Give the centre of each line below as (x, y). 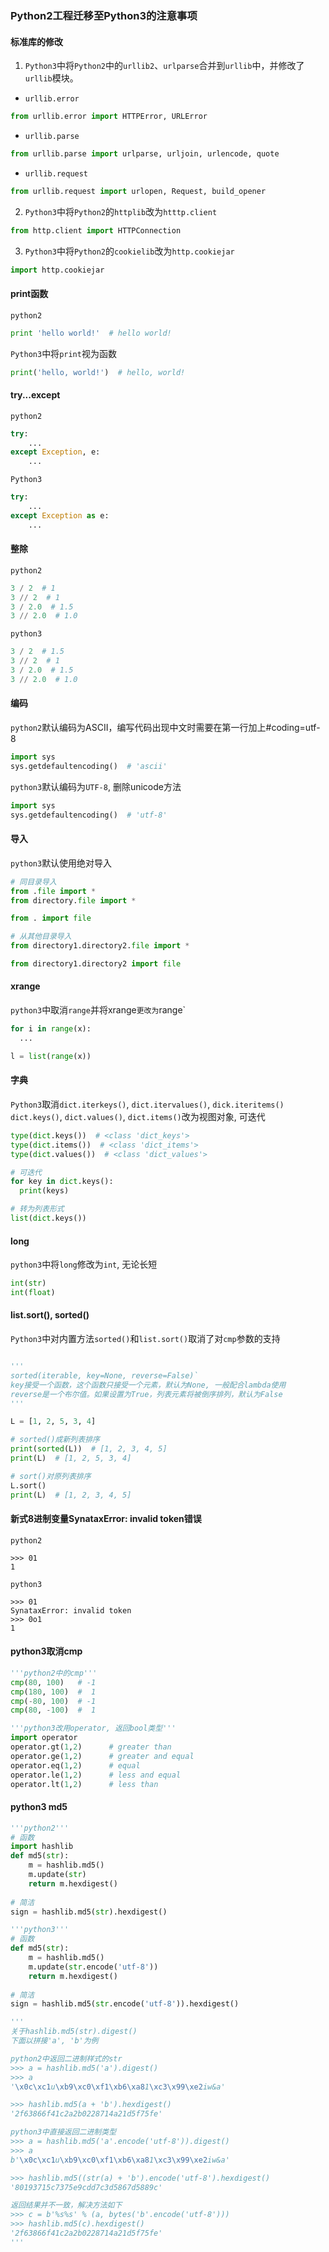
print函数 (29, 294)
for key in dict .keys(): (62, 1182)
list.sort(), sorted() (50, 1315)
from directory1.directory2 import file (96, 964)
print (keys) (44, 1191)
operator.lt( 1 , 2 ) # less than (84, 1784)
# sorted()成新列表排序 (55, 1440)
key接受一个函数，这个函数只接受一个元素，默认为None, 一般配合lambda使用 (148, 1385)
